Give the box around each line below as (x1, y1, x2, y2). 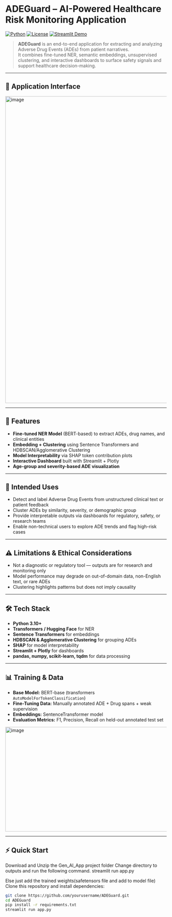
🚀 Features (5, 417, 40, 425)
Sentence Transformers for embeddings (12, 631, 100, 637)
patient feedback (12, 502, 49, 508)
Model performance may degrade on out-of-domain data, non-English (12, 573, 161, 579)
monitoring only (12, 568, 46, 574)
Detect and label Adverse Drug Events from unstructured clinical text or (12, 496, 164, 502)
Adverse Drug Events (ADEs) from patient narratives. (17, 46, 130, 52)
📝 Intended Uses (5, 482, 59, 492)
